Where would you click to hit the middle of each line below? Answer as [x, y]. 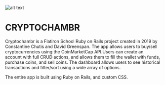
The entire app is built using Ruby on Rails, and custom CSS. [67, 77]
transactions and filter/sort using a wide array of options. [63, 67]
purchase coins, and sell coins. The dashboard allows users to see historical [83, 62]
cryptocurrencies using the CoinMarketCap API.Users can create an [74, 51]
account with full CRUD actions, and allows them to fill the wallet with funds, [83, 57]
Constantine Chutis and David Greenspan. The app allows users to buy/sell [81, 46]
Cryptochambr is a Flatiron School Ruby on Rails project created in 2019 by [81, 41]
